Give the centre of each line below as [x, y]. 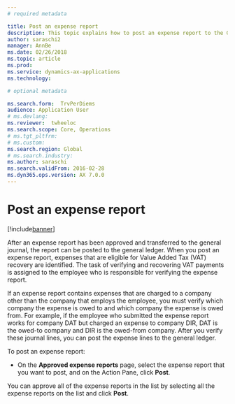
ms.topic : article [34, 59]
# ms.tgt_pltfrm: [33, 136]
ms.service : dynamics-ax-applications [64, 72]
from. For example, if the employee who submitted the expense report [108, 315]
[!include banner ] [31, 229]
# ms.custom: [26, 143]
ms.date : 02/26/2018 [37, 52]
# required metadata [37, 14]
